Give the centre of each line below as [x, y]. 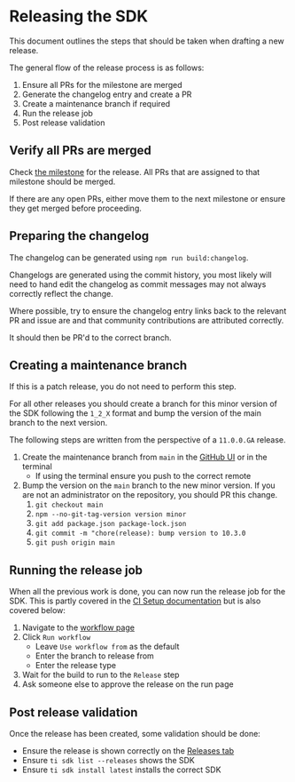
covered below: [38, 610]
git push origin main [75, 543]
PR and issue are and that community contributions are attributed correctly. [147, 320]
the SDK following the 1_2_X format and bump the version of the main [136, 413]
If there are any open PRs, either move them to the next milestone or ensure [147, 198]
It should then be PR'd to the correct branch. [90, 337]
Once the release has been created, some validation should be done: [135, 734]
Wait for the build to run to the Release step [101, 675]
